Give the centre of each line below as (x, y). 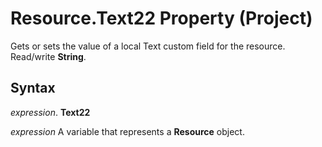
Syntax (33, 88)
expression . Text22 (50, 112)
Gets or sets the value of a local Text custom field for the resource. (148, 46)
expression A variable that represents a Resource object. (127, 131)
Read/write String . (48, 56)
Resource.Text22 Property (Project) (161, 18)
